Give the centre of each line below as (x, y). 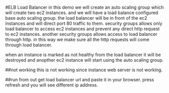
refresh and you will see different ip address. (52, 85)
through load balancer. (29, 45)
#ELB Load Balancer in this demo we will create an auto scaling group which (84, 7)
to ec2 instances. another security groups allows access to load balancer (81, 34)
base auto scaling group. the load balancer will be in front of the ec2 (76, 18)
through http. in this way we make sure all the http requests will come (77, 39)
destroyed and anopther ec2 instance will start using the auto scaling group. (84, 60)
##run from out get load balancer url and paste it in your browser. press (80, 80)
